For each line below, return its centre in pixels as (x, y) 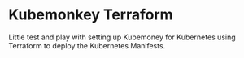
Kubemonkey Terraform (91, 15)
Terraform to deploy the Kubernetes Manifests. (87, 45)
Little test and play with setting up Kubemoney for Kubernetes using (122, 37)
